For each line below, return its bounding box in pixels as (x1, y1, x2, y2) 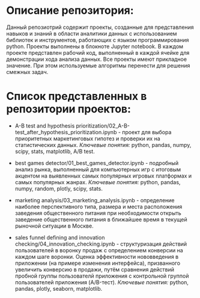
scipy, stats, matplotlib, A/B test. (14, 147, 95, 155)
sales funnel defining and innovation (14, 234, 105, 241)
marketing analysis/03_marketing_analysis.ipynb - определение (14, 196, 175, 203)
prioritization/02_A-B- (76, 122, 130, 129)
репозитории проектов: (6, 102, 131, 116)
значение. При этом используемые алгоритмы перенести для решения (6, 61, 190, 69)
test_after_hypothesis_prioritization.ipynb (14, 128, 117, 135)
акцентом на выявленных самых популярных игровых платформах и (14, 172, 192, 179)
